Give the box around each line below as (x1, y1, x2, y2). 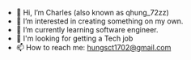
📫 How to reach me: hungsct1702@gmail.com (15, 43, 172, 52)
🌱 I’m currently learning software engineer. (15, 25, 159, 34)
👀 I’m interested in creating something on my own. (15, 16, 184, 26)
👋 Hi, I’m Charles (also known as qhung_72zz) (15, 8, 170, 17)
